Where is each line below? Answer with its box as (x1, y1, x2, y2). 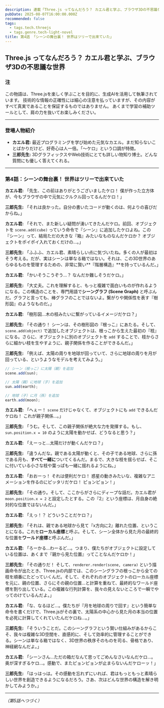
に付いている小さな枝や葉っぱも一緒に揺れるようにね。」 (5, 463, 119, 469)
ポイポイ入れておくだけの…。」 (21, 239, 84, 245)
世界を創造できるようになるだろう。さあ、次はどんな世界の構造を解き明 (13, 677, 159, 683)
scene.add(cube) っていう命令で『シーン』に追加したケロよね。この (14, 227, 151, 233)
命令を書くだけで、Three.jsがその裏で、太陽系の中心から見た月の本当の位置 (5, 609, 158, 615)
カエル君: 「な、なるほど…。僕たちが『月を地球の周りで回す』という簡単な (5, 603, 157, 609)
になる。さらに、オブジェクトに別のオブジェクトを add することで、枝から (5, 334, 155, 340)
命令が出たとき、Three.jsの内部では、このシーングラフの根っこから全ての (9, 568, 158, 574)
